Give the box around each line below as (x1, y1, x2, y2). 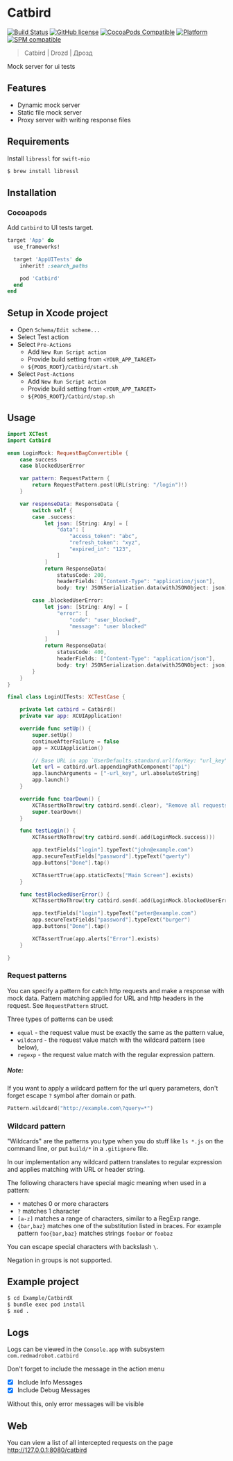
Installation (7, 186, 57, 199)
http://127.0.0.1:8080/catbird (7, 1446, 87, 1454)
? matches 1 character (17, 1207, 81, 1215)
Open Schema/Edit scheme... (17, 325, 101, 334)
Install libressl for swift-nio (7, 154, 90, 163)
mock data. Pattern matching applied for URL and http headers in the (7, 994, 205, 1002)
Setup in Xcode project (7, 307, 109, 319)
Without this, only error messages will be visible (7, 1400, 144, 1408)
